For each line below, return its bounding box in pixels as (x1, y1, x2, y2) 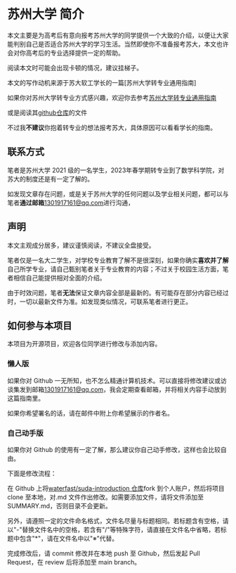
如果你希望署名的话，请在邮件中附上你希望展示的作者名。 (7, 408, 173, 417)
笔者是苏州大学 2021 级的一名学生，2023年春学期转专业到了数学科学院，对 (7, 166, 225, 174)
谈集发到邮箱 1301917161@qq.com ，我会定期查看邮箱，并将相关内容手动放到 (7, 385, 227, 394)
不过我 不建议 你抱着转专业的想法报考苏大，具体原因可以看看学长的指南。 (7, 123, 216, 131)
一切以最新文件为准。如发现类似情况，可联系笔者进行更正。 (19, 297, 192, 306)
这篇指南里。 (7, 394, 44, 402)
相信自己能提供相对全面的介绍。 (13, 273, 106, 282)
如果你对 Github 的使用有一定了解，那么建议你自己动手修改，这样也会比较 (7, 445, 221, 453)
